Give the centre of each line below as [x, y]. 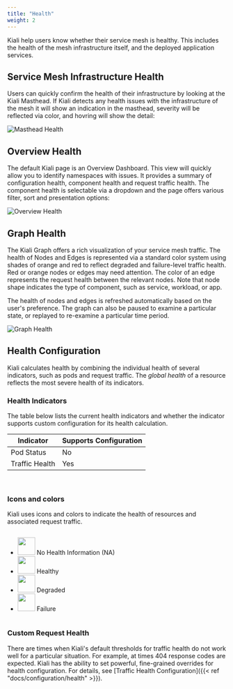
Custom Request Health [48, 633]
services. [20, 55]
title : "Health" [31, 14]
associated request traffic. [45, 521]
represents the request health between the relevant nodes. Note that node [114, 279]
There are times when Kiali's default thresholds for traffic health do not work [116, 648]
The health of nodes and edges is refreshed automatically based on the [110, 300]
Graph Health [37, 234]
